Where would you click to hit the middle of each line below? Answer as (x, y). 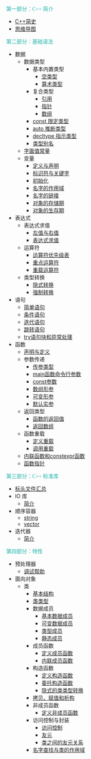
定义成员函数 (57, 653)
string (31, 518)
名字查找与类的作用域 (59, 750)
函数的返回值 (48, 419)
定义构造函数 (57, 675)
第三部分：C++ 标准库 (32, 476)
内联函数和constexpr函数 (54, 456)
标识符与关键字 (51, 173)
